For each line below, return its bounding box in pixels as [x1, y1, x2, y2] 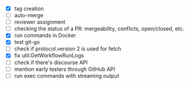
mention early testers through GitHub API [14, 65, 115, 73]
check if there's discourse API [14, 59, 88, 66]
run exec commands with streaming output [14, 72, 119, 79]
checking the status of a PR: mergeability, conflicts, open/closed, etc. [14, 25, 185, 32]
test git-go [14, 39, 40, 46]
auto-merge [14, 12, 44, 19]
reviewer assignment [14, 18, 66, 26]
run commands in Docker [14, 32, 77, 39]
